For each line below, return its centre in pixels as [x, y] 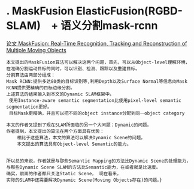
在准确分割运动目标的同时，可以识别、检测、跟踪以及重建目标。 [73, 68]
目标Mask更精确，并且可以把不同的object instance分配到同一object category [97, 113]
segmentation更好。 [29, 107]
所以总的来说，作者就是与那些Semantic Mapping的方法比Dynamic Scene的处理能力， [98, 161]
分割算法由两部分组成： [31, 75]
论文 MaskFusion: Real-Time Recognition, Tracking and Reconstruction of [97, 43]
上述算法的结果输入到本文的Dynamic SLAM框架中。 [60, 94]
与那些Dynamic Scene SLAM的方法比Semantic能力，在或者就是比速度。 [84, 167]
